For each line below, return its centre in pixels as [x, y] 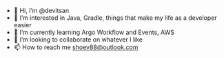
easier [23, 25]
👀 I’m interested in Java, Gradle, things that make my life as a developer [115, 18]
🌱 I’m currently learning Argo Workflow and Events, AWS [94, 32]
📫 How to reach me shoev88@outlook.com [76, 47]
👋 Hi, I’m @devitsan [41, 11]
